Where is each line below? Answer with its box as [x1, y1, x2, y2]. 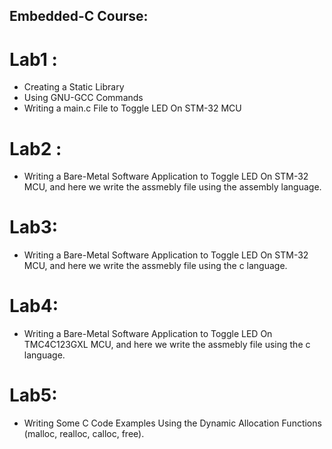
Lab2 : [9, 137, 62, 160]
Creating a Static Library [23, 81, 125, 93]
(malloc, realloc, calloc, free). [23, 428, 145, 440]
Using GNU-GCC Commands [23, 92, 144, 104]
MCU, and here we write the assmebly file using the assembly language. [23, 181, 322, 193]
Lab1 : [9, 48, 58, 71]
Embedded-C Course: [9, 8, 149, 25]
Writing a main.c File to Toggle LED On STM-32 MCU [23, 102, 242, 114]
